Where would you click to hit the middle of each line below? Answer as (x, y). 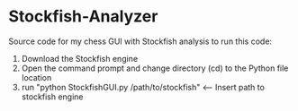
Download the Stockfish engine (80, 58)
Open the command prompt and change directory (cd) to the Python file (155, 68)
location (36, 77)
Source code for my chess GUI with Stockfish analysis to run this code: (140, 41)
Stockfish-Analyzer (83, 17)
